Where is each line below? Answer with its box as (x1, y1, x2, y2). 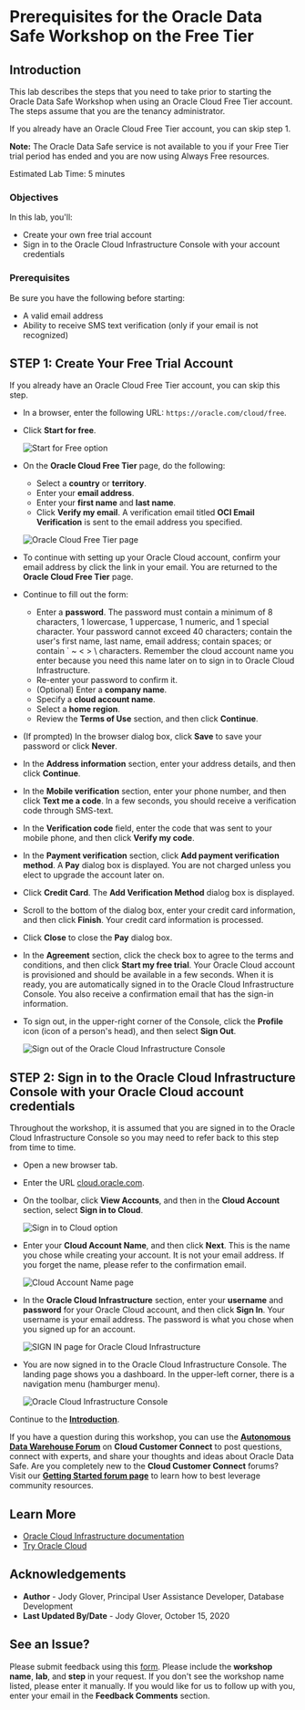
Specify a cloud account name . (36, 694, 157, 705)
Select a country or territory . (36, 478, 147, 489)
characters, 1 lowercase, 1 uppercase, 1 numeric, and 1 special (36, 617, 269, 627)
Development (22, 1601, 74, 1612)
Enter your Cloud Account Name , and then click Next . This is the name (22, 1240, 291, 1251)
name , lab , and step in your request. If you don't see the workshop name (9, 1671, 285, 1682)
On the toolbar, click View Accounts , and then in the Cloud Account (22, 1195, 280, 1206)
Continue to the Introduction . (9, 1414, 120, 1425)
